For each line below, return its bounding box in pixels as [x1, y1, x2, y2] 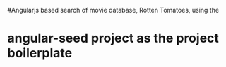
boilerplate [7, 45, 73, 61]
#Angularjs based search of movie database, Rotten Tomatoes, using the [7, 6, 220, 14]
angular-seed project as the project [7, 31, 219, 46]
